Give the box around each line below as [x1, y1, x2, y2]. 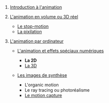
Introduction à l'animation [9, 4, 62, 10]
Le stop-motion [17, 23, 49, 29]
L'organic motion [24, 82, 59, 88]
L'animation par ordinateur [9, 38, 64, 44]
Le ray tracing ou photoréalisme [24, 87, 90, 93]
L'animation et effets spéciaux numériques [17, 48, 104, 53]
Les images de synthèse [17, 72, 67, 78]
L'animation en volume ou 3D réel [9, 14, 78, 19]
